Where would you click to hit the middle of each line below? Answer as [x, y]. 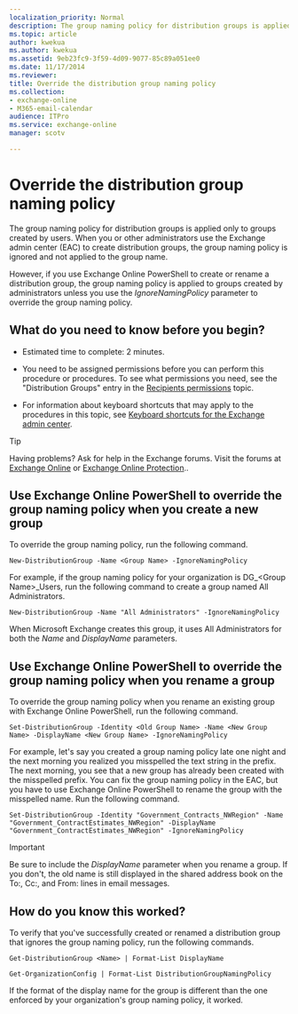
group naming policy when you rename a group [142, 680]
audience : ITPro [39, 116]
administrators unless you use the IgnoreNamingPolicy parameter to [134, 292]
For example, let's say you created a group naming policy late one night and [148, 752]
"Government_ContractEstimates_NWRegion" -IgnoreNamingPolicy [126, 831]
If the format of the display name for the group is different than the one [138, 991]
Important [27, 847]
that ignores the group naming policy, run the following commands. [132, 942]
